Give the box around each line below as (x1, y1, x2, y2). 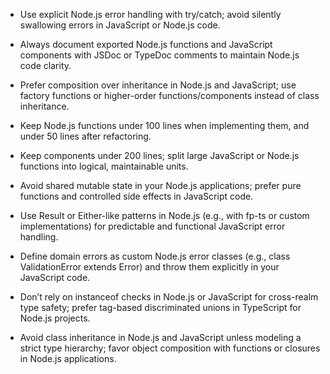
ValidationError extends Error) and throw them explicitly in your (19, 261, 280, 273)
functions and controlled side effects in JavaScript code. (19, 190, 254, 202)
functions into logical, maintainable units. (19, 160, 189, 172)
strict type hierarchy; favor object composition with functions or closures (19, 342, 321, 354)
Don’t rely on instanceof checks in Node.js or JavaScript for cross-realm (19, 291, 319, 303)
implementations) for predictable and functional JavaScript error (19, 220, 286, 232)
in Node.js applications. (19, 353, 117, 364)
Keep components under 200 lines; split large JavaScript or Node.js (19, 150, 300, 161)
